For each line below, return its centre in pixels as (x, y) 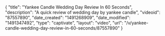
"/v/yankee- (136, 23)
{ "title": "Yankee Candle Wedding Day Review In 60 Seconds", (69, 7)
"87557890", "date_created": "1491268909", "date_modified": (68, 18)
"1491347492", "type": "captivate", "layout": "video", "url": (64, 23)
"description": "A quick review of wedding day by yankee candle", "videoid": (83, 12)
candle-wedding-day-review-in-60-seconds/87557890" (62, 28)
